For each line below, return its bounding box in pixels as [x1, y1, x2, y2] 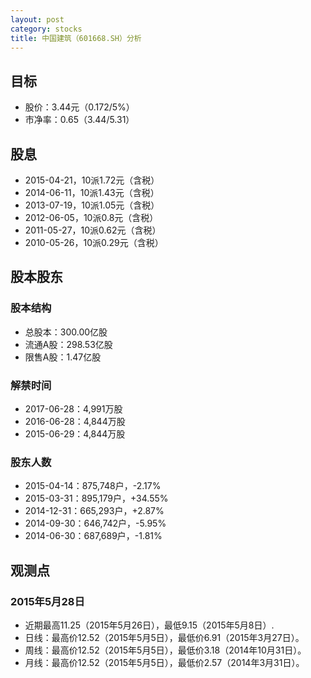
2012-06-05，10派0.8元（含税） [24, 212, 159, 223]
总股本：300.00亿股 [24, 326, 108, 338]
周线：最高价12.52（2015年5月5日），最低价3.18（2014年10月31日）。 [24, 644, 307, 656]
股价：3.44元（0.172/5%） [24, 101, 135, 113]
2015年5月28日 [10, 594, 85, 608]
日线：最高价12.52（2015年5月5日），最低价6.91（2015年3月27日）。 [24, 631, 305, 643]
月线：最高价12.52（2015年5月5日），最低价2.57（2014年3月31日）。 [24, 656, 305, 668]
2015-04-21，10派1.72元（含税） [24, 174, 160, 186]
